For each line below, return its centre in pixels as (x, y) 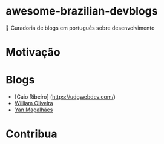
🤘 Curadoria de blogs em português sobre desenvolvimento (80, 28)
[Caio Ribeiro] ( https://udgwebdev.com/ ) (65, 97)
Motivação (33, 52)
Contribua (32, 134)
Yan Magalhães (34, 110)
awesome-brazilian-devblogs (82, 11)
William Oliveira (34, 103)
